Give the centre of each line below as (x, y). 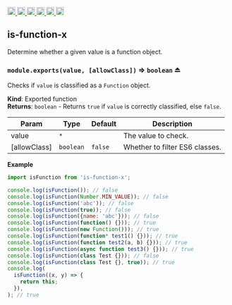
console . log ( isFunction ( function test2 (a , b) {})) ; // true (98, 242)
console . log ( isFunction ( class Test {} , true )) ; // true (91, 262)
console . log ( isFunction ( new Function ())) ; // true (83, 230)
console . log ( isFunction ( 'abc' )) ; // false (71, 203)
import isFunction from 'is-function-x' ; (69, 178)
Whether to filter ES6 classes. (172, 147)
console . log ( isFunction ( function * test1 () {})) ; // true (93, 236)
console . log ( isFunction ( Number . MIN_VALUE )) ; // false (88, 197)
